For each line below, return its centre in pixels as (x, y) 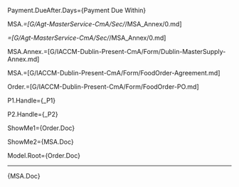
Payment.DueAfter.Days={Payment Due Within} (77, 10)
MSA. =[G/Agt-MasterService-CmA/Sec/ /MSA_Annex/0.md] (95, 24)
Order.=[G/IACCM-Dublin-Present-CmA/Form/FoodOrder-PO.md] (103, 87)
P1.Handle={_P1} (32, 100)
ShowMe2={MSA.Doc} (41, 142)
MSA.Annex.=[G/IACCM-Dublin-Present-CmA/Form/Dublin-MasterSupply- (117, 52)
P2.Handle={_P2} (33, 114)
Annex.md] (23, 59)
